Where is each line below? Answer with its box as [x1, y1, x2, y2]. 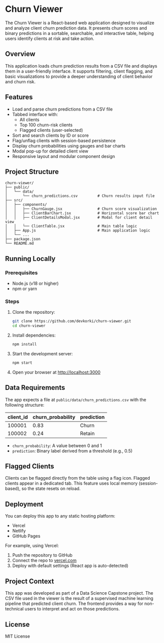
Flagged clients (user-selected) [19, 127, 83, 133]
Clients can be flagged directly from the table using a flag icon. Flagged [5, 475, 150, 481]
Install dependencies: [12, 332, 56, 339]
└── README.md [5, 241, 34, 246]
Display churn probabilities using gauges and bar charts [12, 143, 126, 149]
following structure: [5, 402, 45, 408]
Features [5, 93, 33, 102]
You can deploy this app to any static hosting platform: [5, 513, 115, 519]
